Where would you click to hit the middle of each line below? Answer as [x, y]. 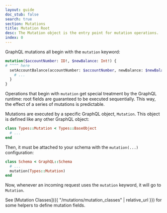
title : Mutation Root [28, 28]
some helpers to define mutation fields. [45, 206]
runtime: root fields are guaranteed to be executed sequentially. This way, [81, 99]
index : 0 [14, 38]
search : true [19, 19]
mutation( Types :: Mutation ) [38, 171]
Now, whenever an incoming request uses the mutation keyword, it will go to [83, 185]
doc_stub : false [22, 14]
